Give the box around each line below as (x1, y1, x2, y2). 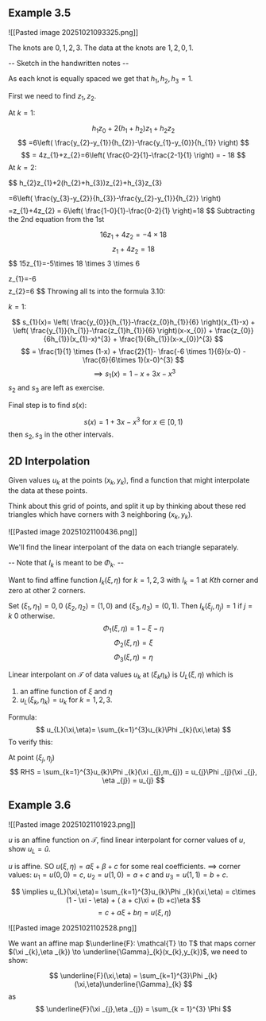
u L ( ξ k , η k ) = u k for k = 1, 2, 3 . (19, 695, 113, 707)
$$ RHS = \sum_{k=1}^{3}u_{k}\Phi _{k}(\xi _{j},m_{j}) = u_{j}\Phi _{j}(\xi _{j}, (9, 767, 258, 777)
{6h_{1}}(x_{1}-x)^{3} (43, 334, 111, 344)
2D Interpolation (8, 454, 91, 468)
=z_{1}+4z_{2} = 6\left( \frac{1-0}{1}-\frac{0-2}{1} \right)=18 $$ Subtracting (8, 206, 256, 215)
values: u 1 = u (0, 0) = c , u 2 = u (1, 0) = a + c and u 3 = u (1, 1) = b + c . (8, 870, 229, 881)
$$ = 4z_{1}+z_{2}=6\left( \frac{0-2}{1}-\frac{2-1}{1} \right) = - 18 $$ (21, 150, 246, 160)
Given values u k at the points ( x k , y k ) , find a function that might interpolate (8, 476, 250, 487)
